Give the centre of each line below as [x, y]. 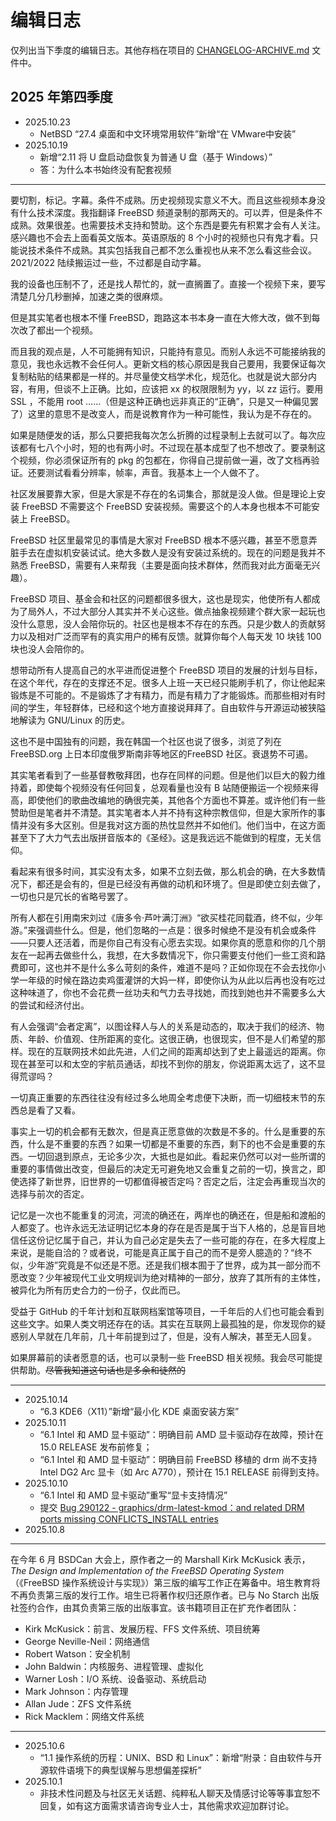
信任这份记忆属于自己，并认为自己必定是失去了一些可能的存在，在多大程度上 [168, 1240]
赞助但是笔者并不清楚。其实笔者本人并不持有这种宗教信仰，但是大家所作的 [163, 812]
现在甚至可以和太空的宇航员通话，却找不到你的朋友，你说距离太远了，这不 [163, 1063]
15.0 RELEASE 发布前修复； [96, 1447]
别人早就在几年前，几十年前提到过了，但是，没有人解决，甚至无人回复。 [167, 1336]
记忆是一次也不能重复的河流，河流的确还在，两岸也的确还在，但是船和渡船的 [168, 1215]
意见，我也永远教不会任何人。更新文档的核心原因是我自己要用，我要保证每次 [168, 363]
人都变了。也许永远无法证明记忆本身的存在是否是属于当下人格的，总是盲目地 [168, 1227]
